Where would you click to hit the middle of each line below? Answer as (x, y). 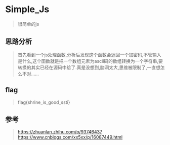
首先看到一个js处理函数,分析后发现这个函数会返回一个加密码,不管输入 (89, 55)
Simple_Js (27, 9)
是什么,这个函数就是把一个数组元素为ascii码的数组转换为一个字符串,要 (90, 61)
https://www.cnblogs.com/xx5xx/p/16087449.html (70, 137)
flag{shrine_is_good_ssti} (44, 102)
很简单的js (28, 24)
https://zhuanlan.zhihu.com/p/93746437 (60, 132)
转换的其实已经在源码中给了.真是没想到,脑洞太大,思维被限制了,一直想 (89, 67)
